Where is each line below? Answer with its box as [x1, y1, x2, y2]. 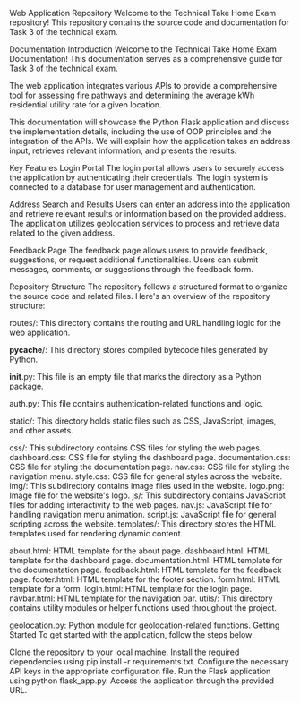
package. [9, 381, 44, 391]
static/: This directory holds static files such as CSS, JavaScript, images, [9, 416, 277, 426]
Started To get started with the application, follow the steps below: [9, 630, 255, 639]
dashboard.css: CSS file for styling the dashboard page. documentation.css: [9, 452, 291, 462]
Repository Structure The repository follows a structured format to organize [9, 281, 288, 292]
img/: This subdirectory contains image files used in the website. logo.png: [9, 481, 285, 491]
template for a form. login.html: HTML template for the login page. [9, 584, 253, 594]
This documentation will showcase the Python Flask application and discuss [9, 116, 290, 127]
